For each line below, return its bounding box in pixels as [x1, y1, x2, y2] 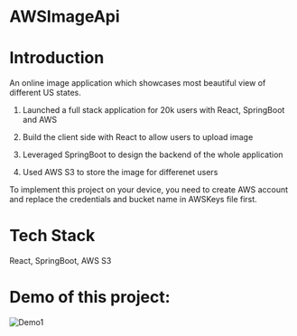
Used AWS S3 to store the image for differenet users [22, 167, 218, 178]
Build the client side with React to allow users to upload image [22, 132, 254, 143]
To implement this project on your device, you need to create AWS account [9, 184, 289, 195]
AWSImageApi [9, 6, 120, 27]
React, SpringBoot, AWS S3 [9, 256, 112, 266]
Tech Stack [9, 226, 96, 246]
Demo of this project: [9, 287, 171, 308]
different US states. [9, 88, 81, 98]
